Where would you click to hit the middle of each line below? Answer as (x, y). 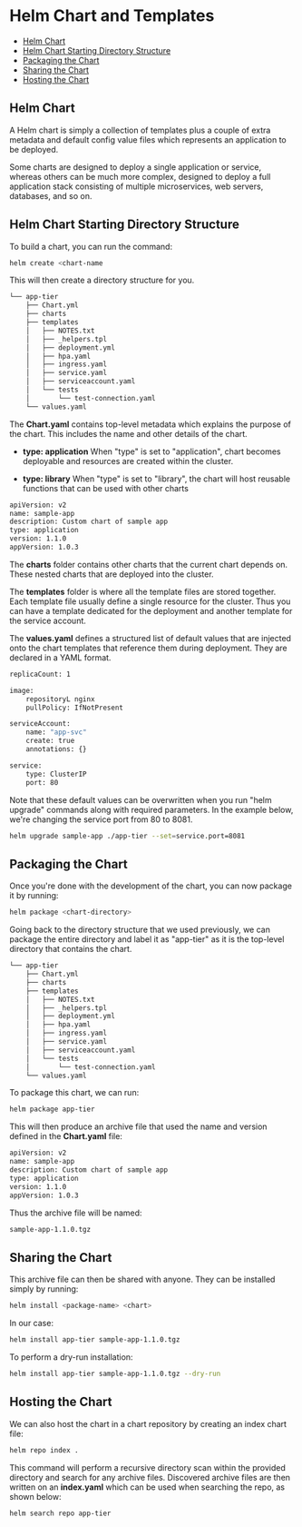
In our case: (32, 1324)
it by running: (34, 896)
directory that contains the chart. (71, 949)
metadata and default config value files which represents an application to (148, 139)
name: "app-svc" (57, 732)
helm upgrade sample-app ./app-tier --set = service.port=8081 (127, 836)
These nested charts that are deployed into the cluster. (112, 574)
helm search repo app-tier (60, 1513)
